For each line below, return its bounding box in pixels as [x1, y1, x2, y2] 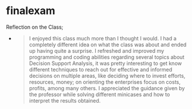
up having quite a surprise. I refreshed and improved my [29, 47, 165, 54]
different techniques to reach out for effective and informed [29, 66, 173, 73]
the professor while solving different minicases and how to [29, 91, 170, 98]
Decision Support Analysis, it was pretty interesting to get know [29, 60, 182, 67]
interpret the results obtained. [29, 97, 101, 104]
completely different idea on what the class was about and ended [29, 41, 187, 48]
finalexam [6, 4, 55, 18]
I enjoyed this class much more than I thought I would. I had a [29, 35, 177, 42]
